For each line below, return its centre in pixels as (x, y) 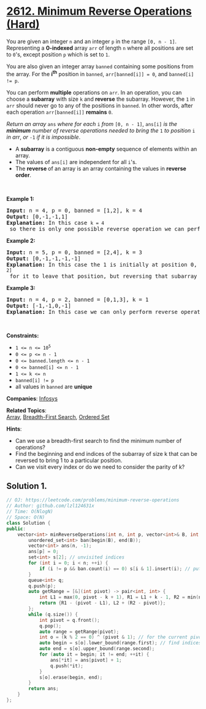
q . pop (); (50, 626)
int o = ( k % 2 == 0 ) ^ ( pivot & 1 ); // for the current (113, 637)
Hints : (14, 429)
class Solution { (29, 523)
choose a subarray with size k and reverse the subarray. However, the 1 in (101, 99)
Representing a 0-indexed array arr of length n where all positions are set (100, 48)
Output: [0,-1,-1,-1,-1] (44, 258)
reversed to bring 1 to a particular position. (69, 460)
